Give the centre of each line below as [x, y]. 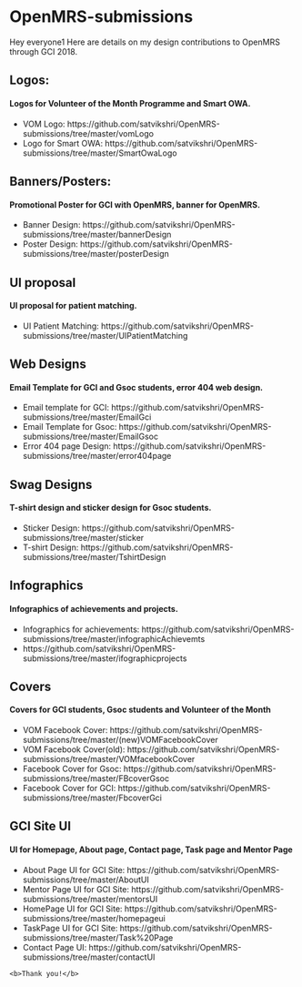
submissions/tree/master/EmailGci [87, 417]
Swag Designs [51, 484]
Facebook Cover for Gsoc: [72, 769]
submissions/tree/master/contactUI [89, 957]
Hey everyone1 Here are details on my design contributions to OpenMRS [145, 42]
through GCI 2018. [44, 51]
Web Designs [48, 365]
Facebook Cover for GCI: [69, 789]
